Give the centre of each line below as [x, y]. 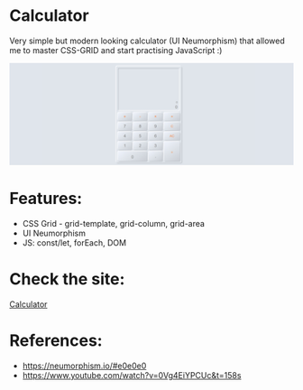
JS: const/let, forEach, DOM [74, 243]
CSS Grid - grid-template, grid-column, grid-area [114, 223]
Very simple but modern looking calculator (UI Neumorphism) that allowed [147, 41]
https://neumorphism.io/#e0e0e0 [84, 366]
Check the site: [67, 279]
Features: [46, 199]
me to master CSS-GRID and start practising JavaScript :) [116, 50]
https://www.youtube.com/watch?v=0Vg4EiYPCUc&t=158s [132, 375]
